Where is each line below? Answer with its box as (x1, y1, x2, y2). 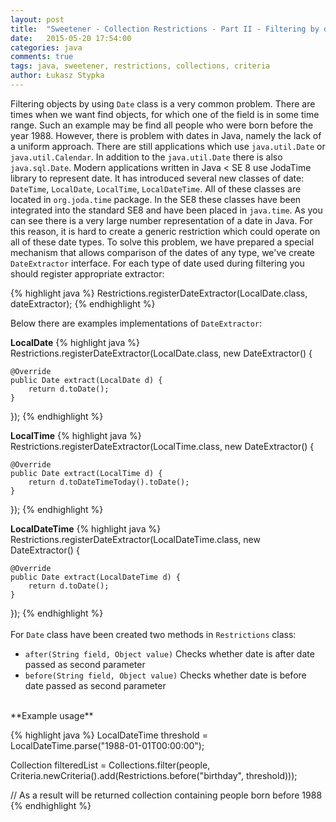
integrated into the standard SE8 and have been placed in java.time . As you (10, 204, 323, 216)
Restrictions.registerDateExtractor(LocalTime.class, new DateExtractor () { (10, 440, 315, 452)
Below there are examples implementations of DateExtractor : (10, 317, 263, 329)
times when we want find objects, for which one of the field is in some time (10, 108, 320, 120)
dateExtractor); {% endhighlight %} (10, 297, 156, 310)
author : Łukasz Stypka (10, 71, 105, 81)
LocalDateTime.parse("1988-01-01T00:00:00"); (10, 739, 205, 751)
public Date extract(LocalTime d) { (10, 468, 163, 478)
